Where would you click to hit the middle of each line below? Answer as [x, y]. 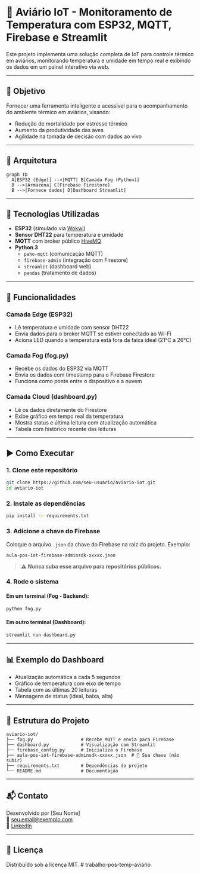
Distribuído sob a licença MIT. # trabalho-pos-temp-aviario [78, 864]
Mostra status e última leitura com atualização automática [85, 422]
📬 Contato [27, 795]
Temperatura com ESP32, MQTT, [89, 25]
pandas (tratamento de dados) [60, 273]
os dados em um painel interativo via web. [58, 67]
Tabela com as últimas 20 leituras [56, 690]
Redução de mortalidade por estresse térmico [71, 123]
